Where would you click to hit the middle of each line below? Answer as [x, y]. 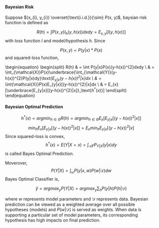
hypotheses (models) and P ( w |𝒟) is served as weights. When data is [73, 210]
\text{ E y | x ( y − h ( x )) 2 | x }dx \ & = [71, 78]
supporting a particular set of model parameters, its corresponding [72, 215]
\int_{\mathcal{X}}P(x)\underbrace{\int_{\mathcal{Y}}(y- [61, 72]
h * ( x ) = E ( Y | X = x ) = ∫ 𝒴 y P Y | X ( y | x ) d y [81, 145]
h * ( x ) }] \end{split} [109, 90]
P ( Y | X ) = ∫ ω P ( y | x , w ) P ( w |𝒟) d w [81, 171]
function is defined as [27, 23]
